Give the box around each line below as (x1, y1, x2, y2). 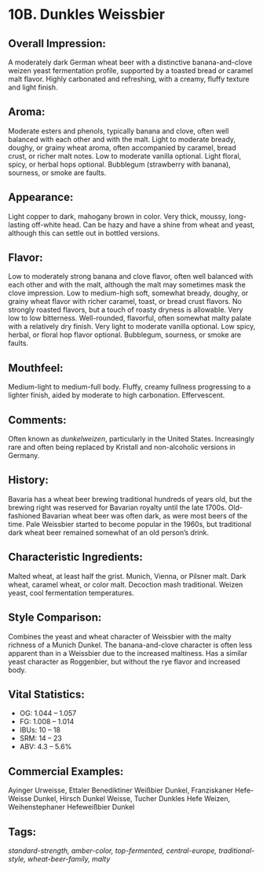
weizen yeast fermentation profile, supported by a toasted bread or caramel (8, 66, 254, 75)
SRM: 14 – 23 (19, 734, 63, 743)
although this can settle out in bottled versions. (8, 228, 160, 237)
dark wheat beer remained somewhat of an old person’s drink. (8, 528, 210, 537)
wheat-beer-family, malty (27, 854, 111, 863)
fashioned (8, 511, 41, 520)
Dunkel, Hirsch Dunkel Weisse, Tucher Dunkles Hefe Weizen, (33, 794, 231, 803)
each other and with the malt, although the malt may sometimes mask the (8, 280, 246, 290)
